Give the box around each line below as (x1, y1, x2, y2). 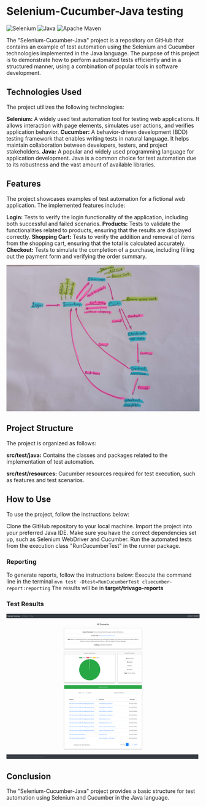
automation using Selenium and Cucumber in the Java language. (6, 794, 170, 801)
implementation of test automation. (6, 458, 95, 465)
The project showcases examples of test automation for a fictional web (6, 195, 186, 202)
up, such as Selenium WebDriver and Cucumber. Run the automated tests (6, 536, 192, 543)
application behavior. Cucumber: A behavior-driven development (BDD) (6, 128, 188, 136)
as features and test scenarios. (6, 476, 85, 483)
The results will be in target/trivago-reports (51, 584, 164, 591)
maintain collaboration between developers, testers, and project (6, 141, 168, 149)
